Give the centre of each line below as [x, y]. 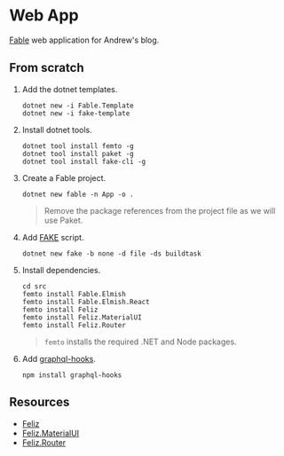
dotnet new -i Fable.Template [78, 106]
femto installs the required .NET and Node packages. [140, 342]
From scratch [47, 68]
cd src [34, 286]
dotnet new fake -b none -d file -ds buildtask [111, 254]
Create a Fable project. [64, 177]
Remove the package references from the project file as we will [160, 210]
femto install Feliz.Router [74, 325]
